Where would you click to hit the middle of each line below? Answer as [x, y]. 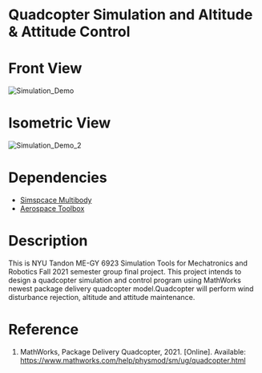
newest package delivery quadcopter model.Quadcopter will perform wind [131, 288]
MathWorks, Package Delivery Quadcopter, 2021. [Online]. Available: [133, 351]
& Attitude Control [69, 32]
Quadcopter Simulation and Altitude [131, 15]
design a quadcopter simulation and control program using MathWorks [125, 280]
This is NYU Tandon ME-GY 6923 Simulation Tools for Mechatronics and [128, 263]
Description [48, 241]
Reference [43, 330]
